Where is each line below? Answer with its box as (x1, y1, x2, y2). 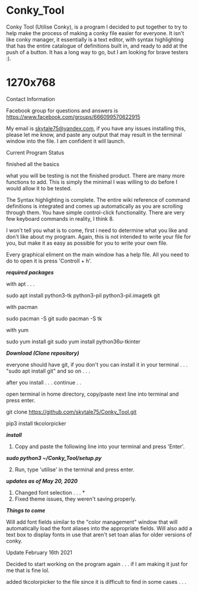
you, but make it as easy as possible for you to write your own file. (6, 239, 168, 246)
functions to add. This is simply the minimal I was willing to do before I (6, 178, 178, 185)
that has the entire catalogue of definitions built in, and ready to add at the (6, 42, 188, 49)
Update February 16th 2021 (6, 549, 72, 556)
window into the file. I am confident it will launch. (6, 137, 126, 145)
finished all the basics (6, 160, 59, 167)
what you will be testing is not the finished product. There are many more (6, 172, 185, 179)
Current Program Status (6, 149, 65, 156)
